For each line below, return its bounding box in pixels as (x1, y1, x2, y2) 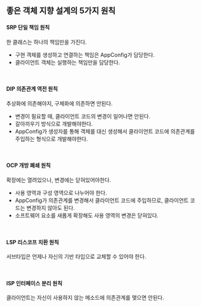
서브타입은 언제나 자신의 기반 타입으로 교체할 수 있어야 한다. (6, 253, 147, 261)
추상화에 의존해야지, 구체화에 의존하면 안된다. (6, 100, 113, 107)
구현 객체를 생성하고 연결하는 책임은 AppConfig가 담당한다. (14, 51, 155, 59)
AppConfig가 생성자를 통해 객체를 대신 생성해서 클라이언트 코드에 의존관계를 (14, 127, 195, 135)
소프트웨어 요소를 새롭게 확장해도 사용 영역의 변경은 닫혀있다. (14, 212, 159, 219)
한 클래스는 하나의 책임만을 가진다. (6, 38, 87, 45)
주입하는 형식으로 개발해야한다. (14, 135, 89, 142)
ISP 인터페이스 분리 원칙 (6, 279, 63, 286)
